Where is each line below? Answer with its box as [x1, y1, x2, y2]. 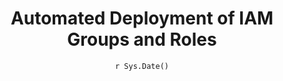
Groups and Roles [67, 28, 217, 51]
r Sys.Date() [115, 61, 169, 71]
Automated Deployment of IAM [10, 7, 274, 30]
